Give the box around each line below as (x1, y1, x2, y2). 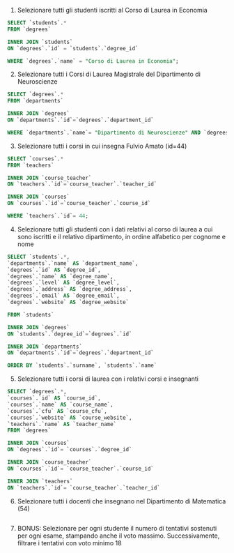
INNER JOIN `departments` (7, 343, 82, 350)
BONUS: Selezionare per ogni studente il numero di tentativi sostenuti (17, 524, 217, 532)
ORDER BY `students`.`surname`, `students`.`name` (7, 362, 157, 369)
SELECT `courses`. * (7, 155, 64, 162)
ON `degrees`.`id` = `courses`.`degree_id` (7, 446, 132, 453)
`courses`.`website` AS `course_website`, (7, 414, 132, 421)
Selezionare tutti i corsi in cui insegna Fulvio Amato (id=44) (17, 142, 187, 150)
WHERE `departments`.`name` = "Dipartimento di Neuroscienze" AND (7, 129, 201, 136)
